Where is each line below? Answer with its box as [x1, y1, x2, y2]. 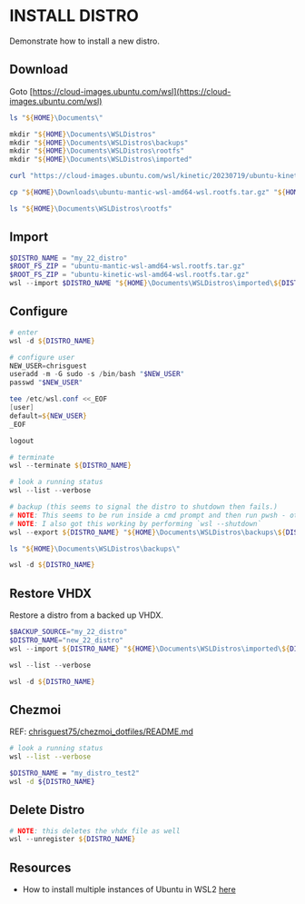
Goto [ [9, 85, 34, 96]
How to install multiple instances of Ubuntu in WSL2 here [22, 884, 236, 895]
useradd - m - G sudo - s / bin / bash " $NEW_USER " [9, 370, 184, 379]
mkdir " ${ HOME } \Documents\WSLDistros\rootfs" [9, 146, 184, 155]
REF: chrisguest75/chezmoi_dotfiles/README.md [9, 726, 193, 737]
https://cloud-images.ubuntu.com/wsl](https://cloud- [32, 85, 231, 96]
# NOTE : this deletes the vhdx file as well [9, 826, 181, 836]
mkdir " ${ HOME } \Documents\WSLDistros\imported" [9, 155, 193, 164]
